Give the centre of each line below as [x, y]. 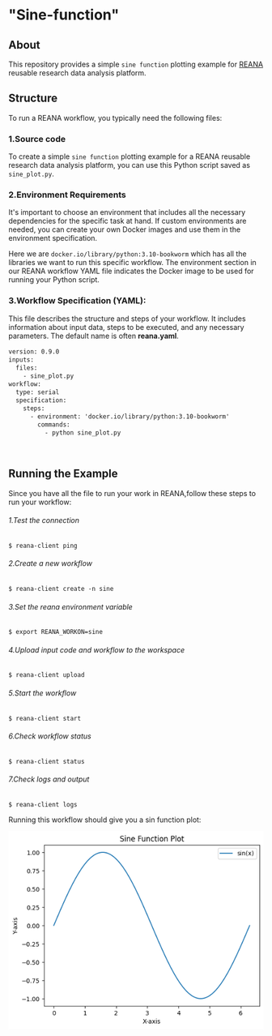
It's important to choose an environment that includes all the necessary [127, 212]
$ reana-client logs [43, 804]
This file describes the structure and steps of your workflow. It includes [127, 319]
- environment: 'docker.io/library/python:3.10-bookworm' [130, 416]
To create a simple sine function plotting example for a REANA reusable [130, 156]
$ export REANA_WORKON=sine [56, 632]
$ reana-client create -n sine [61, 589]
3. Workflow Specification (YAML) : [77, 301]
